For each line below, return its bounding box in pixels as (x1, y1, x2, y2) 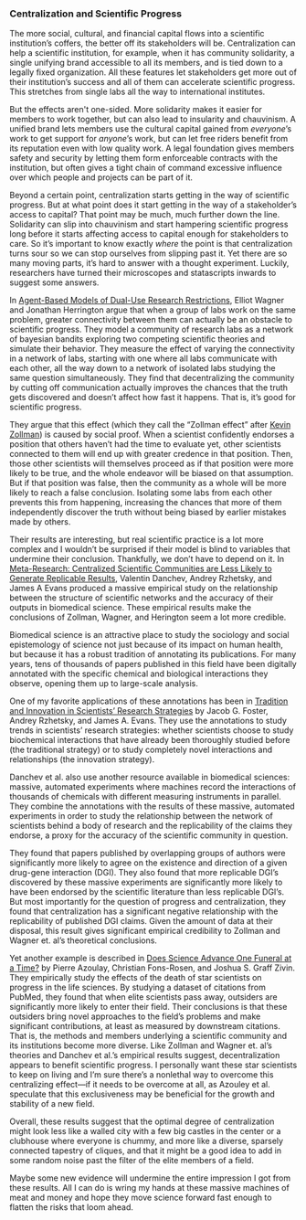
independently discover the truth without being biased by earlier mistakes (9, 506, 287, 518)
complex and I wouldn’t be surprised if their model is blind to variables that (9, 544, 290, 555)
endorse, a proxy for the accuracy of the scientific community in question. (9, 830, 289, 841)
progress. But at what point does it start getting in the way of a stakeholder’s (9, 199, 297, 210)
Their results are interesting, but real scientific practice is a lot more (9, 534, 264, 546)
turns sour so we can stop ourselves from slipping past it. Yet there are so (9, 248, 288, 259)
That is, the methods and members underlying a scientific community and (9, 1031, 288, 1042)
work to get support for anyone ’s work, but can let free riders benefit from (9, 133, 289, 144)
